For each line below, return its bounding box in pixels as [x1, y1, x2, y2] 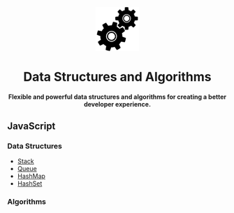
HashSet [17, 179, 43, 188]
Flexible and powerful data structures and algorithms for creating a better [8, 92, 227, 101]
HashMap [17, 172, 45, 181]
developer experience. [83, 99, 152, 108]
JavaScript [7, 121, 56, 132]
